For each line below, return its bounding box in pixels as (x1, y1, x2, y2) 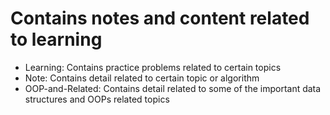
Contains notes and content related (10, 7, 310, 30)
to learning (10, 28, 103, 51)
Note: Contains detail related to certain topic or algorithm (24, 72, 260, 84)
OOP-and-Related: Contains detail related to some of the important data (24, 82, 322, 94)
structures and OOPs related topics (24, 93, 170, 105)
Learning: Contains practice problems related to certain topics (24, 61, 282, 73)
